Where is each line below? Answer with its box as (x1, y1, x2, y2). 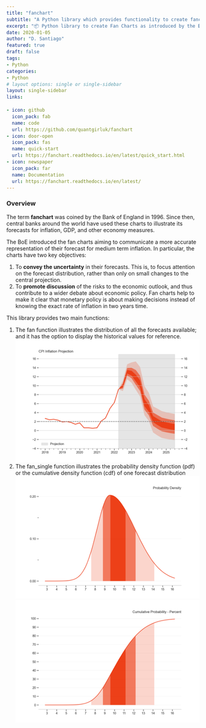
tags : (6, 55, 20, 61)
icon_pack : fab (12, 114, 51, 120)
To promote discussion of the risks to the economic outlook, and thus (15, 282, 193, 290)
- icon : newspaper (6, 159, 53, 165)
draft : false (6, 49, 40, 55)
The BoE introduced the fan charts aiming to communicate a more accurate (6, 238, 197, 246)
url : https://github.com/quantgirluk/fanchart (12, 126, 133, 133)
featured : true (6, 42, 45, 48)
